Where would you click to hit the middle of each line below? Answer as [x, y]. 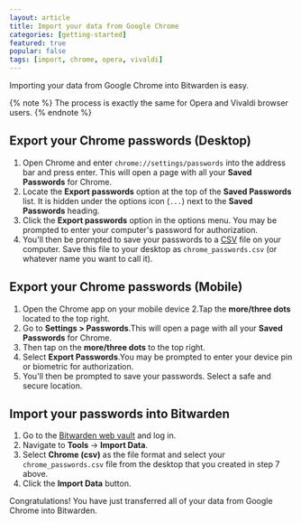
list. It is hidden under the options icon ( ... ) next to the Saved [137, 201]
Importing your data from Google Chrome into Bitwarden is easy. [129, 85]
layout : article [40, 18]
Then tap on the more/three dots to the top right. [114, 347]
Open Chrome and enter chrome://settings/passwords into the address [154, 163]
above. [35, 474]
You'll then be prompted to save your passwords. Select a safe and [147, 376]
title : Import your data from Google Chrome [94, 26]
